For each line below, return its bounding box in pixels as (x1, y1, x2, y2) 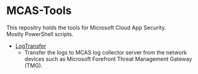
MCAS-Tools (6, 4, 72, 18)
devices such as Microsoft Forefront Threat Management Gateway (24, 55, 192, 62)
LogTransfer (15, 42, 47, 50)
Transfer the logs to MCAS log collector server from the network (24, 48, 187, 56)
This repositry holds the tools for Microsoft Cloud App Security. (6, 24, 167, 31)
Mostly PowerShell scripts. (6, 30, 74, 37)
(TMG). (24, 62, 43, 69)
